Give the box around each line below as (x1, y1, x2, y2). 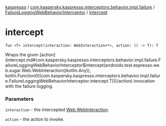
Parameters (5, 95, 34, 102)
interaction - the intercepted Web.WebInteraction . (5, 107, 110, 113)
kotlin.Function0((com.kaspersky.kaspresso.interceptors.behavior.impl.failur (5, 73, 161, 79)
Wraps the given (5, 51, 39, 57)
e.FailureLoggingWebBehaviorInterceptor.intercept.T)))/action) (5, 78, 133, 84)
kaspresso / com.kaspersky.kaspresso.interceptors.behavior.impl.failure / (5, 4, 155, 10)
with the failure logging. (5, 83, 54, 89)
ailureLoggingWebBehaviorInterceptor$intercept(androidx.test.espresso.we (5, 62, 160, 68)
